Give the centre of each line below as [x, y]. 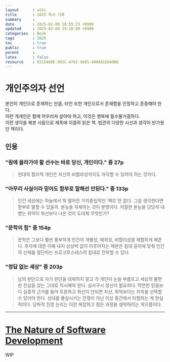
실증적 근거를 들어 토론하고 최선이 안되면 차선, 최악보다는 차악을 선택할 [93, 291]
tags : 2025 [26, 39]
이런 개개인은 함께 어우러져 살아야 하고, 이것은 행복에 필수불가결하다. [73, 116]
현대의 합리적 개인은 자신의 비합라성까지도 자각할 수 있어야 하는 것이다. [87, 174]
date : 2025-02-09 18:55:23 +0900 [50, 24]
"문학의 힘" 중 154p [28, 228]
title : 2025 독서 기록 [35, 15]
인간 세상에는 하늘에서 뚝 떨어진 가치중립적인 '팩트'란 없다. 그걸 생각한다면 [90, 201]
